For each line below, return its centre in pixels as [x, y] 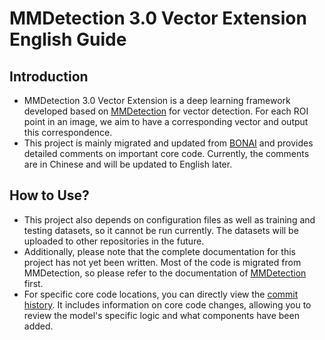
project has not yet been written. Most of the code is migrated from [162, 262]
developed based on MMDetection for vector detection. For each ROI [166, 111]
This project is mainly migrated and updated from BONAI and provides [168, 143]
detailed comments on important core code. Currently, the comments [166, 153]
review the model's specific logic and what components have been [161, 315]
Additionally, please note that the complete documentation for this [159, 251]
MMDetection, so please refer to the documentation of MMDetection [165, 273]
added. [38, 326]
